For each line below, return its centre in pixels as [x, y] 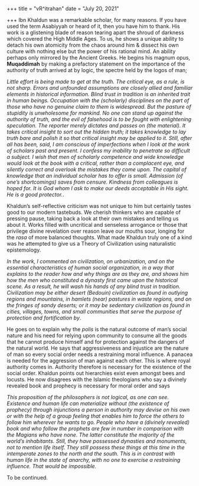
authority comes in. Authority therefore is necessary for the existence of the [99, 367]
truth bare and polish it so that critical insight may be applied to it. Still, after [99, 138]
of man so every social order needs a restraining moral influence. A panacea [100, 354]
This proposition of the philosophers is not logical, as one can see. [88, 397]
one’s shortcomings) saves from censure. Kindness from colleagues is [92, 182]
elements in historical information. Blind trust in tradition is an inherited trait [99, 94]
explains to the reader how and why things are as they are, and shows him [98, 274]
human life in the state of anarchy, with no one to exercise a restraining [94, 460]
